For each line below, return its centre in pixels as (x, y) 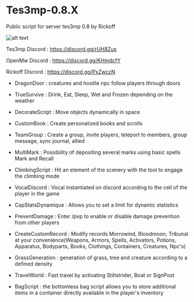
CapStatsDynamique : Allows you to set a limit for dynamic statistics (96, 205)
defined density (33, 263)
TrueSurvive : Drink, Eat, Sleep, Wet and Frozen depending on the (93, 94)
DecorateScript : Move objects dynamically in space (77, 112)
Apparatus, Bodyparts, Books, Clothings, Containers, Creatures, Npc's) (100, 246)
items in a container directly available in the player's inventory (89, 293)
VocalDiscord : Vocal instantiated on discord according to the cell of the (101, 187)
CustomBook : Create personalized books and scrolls (79, 123)
